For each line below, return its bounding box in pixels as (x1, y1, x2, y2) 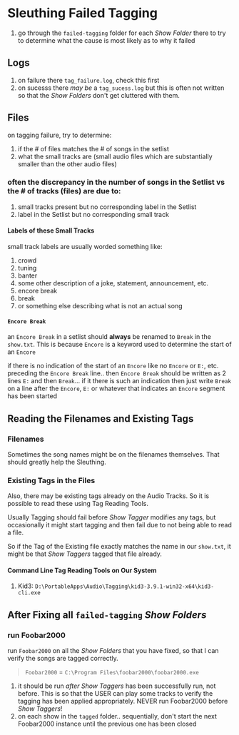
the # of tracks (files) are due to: (7, 186, 121, 196)
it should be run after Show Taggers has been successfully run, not (17, 681, 216, 690)
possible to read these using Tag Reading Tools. (7, 500, 148, 508)
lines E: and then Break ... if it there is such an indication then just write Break (7, 377, 232, 385)
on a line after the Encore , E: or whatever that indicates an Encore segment (7, 384, 225, 393)
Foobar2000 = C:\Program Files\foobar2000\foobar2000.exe (24, 668, 200, 676)
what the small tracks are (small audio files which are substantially (17, 152, 213, 161)
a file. (7, 528, 24, 537)
